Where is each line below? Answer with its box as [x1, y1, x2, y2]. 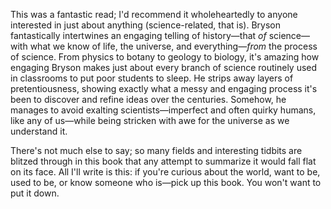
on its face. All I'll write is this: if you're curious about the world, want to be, [10, 166, 321, 178]
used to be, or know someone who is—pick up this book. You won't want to [10, 177, 322, 188]
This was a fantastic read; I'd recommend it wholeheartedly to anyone [10, 9, 298, 20]
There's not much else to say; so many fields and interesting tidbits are [10, 145, 303, 156]
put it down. [10, 187, 60, 199]
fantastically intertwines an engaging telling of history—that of [10, 30, 267, 41]
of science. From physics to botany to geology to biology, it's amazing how [10, 51, 320, 63]
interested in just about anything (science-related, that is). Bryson [10, 19, 282, 31]
